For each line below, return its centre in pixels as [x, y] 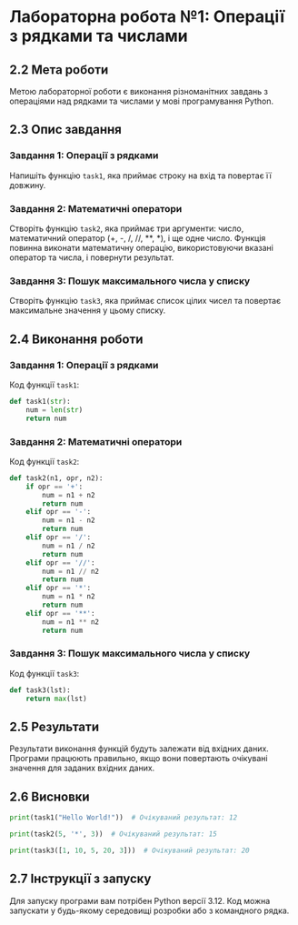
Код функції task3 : [45, 673]
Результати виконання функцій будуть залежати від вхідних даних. [139, 749]
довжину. [28, 185]
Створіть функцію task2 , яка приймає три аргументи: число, [127, 228]
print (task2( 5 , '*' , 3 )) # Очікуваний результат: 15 [114, 834]
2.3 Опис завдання [66, 130]
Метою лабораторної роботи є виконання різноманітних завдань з [139, 91]
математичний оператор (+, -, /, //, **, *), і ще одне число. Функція [138, 237]
